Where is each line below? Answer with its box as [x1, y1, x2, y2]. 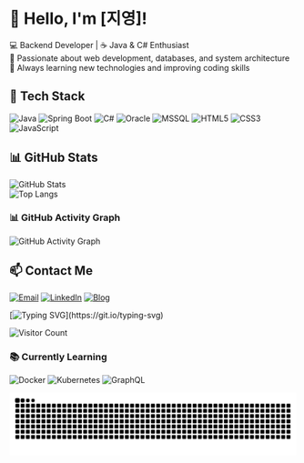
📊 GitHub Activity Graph [9, 211, 121, 224]
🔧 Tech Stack [9, 88, 86, 105]
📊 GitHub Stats [9, 150, 98, 166]
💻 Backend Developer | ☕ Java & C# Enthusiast [9, 39, 189, 50]
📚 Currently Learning [9, 350, 107, 363]
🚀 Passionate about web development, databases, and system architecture [9, 52, 290, 64]
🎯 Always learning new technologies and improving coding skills [9, 62, 250, 73]
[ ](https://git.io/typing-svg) [9, 309, 164, 320]
